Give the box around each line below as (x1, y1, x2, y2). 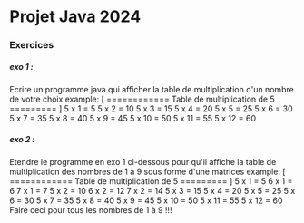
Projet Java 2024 (9, 6, 142, 27)
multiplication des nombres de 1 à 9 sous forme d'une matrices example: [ (9, 166, 286, 178)
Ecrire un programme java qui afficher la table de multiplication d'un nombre (9, 84, 295, 95)
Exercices (9, 39, 54, 52)
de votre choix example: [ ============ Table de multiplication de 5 (9, 93, 275, 105)
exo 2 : (9, 133, 35, 144)
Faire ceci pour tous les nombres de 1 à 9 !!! (9, 205, 172, 216)
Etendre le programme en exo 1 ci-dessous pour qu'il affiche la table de (9, 157, 277, 168)
